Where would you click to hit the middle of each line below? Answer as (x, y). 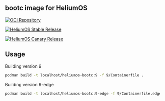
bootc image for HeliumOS (46, 8)
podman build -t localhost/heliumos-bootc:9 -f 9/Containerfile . (74, 75)
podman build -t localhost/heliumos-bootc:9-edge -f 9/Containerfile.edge (83, 93)
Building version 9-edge (29, 84)
